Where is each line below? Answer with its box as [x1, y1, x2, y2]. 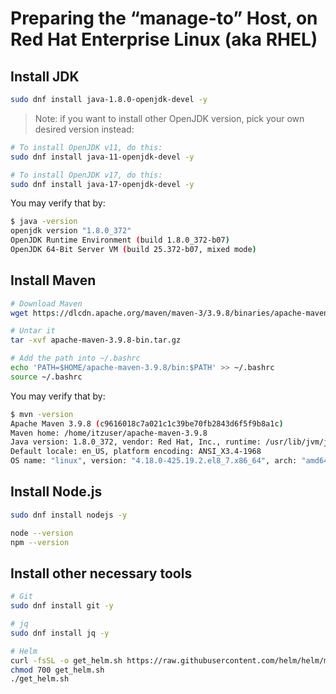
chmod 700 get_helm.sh [10, 665, 105, 675]
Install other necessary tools [10, 565, 193, 582]
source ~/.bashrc [10, 372, 83, 382]
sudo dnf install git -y [10, 601, 114, 611]
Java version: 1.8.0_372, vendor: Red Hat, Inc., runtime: [10, 437, 262, 447]
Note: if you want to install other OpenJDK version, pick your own [34, 112, 305, 124]
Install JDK [10, 68, 80, 85]
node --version [10, 528, 74, 538]
